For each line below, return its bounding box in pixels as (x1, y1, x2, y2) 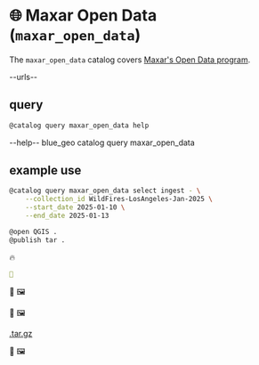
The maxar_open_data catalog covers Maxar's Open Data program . (9, 54, 251, 65)
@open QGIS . (9, 227, 58, 236)
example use (9, 163, 82, 178)
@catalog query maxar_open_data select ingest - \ (9, 186, 201, 196)
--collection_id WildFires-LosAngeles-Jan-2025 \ (25, 195, 214, 204)
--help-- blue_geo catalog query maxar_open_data (9, 137, 196, 148)
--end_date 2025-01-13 (25, 211, 109, 221)
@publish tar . (9, 235, 66, 245)
